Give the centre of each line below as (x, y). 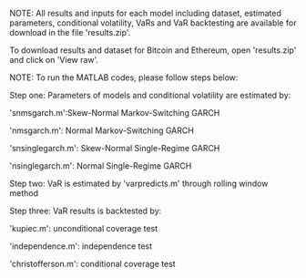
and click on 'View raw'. (54, 60)
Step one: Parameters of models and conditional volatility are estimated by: (150, 95)
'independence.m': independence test (81, 246)
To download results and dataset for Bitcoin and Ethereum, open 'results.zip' (153, 50)
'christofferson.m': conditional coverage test (92, 264)
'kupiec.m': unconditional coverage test (84, 228)
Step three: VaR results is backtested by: (86, 211)
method (24, 193)
